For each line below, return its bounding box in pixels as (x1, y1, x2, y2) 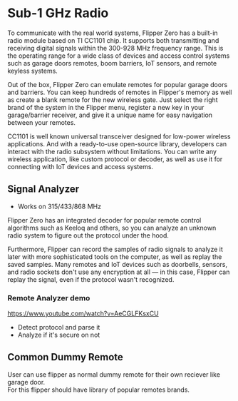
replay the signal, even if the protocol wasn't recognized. (7, 275, 175, 283)
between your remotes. (7, 118, 76, 126)
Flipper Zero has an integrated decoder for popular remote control (7, 215, 202, 224)
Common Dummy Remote (7, 351, 123, 363)
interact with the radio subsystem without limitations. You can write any (7, 147, 217, 156)
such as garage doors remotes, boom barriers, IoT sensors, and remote (7, 59, 217, 67)
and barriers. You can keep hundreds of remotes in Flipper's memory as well (7, 88, 233, 96)
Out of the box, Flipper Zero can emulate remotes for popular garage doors (7, 80, 228, 88)
